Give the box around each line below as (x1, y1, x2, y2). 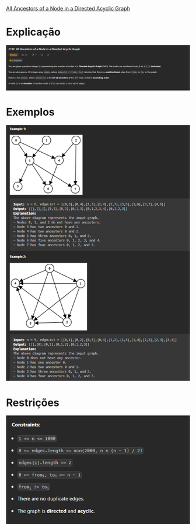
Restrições (6, 396, 60, 409)
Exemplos (6, 105, 55, 119)
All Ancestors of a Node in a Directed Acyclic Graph (6, 5, 130, 12)
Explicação (6, 26, 61, 39)
